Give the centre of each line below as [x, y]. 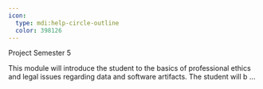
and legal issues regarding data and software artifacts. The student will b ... [132, 77]
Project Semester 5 [40, 53]
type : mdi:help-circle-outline [67, 23]
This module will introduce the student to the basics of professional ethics [130, 68]
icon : [17, 15]
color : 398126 [39, 30]
